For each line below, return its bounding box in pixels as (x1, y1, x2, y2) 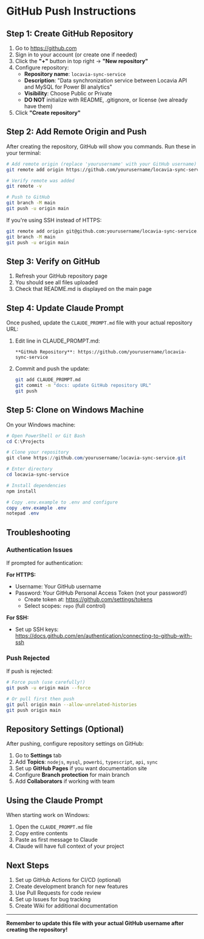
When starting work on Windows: (6, 811, 90, 819)
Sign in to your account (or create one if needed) (15, 51, 138, 58)
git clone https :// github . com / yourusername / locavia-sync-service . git (6, 455, 186, 461)
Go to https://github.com (15, 44, 77, 52)
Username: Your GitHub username (15, 582, 101, 590)
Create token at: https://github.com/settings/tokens (24, 595, 153, 603)
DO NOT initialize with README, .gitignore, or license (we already (24, 96, 188, 103)
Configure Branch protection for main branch (15, 771, 130, 779)
